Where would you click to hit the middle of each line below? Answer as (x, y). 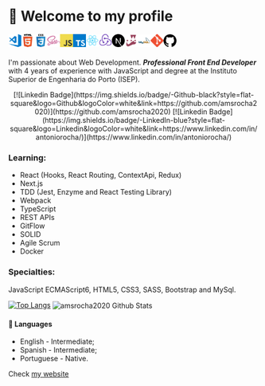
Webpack (35, 201)
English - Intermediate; (57, 341)
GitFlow (32, 226)
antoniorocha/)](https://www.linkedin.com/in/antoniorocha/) (134, 137)
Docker (32, 251)
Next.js (31, 183)
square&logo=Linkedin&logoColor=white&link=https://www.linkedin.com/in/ (134, 128)
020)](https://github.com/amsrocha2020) (103, 112)
